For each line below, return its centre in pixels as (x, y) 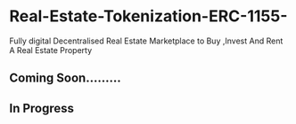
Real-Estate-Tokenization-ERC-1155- (148, 16)
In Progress (41, 108)
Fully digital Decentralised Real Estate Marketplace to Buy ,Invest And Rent (146, 41)
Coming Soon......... (66, 78)
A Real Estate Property (51, 50)
